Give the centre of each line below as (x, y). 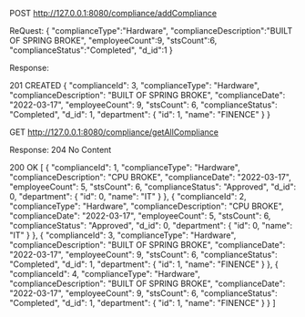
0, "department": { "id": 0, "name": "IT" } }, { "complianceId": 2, (128, 196)
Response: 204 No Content (61, 150)
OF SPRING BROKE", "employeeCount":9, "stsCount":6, (113, 41)
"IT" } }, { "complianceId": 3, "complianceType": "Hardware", (123, 235)
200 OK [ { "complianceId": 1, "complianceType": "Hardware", (125, 167)
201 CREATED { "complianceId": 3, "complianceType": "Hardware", (134, 85)
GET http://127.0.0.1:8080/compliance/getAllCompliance (114, 132)
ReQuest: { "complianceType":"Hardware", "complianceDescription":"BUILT (151, 31)
